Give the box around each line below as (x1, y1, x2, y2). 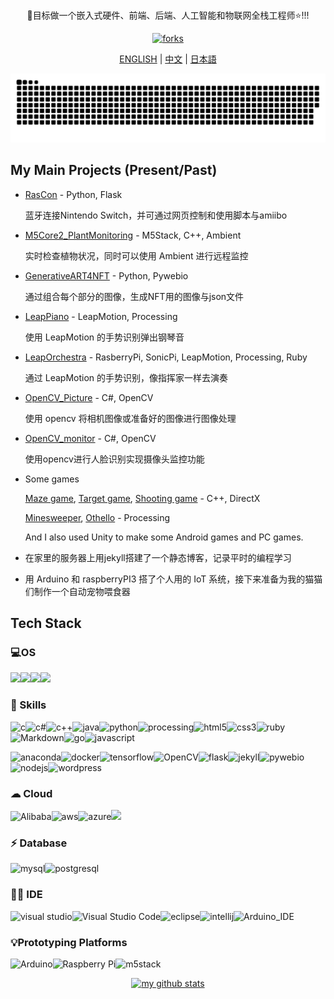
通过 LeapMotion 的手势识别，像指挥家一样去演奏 (24, 371, 228, 383)
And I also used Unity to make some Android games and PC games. (24, 531, 304, 543)
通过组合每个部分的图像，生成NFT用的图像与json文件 (24, 290, 245, 302)
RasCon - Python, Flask (24, 188, 123, 200)
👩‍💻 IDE (10, 888, 43, 902)
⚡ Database (10, 836, 68, 850)
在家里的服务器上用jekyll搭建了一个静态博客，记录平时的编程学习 (24, 551, 292, 563)
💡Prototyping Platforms (10, 935, 128, 949)
